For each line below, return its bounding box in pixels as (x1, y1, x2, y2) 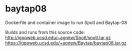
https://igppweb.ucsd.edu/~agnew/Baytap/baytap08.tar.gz (5, 39, 126, 45)
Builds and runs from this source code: (5, 29, 85, 35)
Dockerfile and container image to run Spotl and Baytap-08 (5, 19, 127, 25)
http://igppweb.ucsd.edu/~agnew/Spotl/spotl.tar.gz (5, 34, 111, 40)
